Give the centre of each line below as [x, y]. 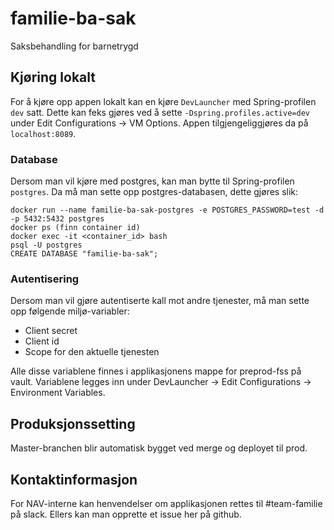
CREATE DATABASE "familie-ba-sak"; [84, 254]
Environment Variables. [58, 393]
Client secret [51, 331]
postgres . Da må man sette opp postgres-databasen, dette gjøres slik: [154, 192]
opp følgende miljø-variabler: [70, 311]
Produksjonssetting [73, 423]
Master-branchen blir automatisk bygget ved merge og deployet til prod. [159, 448]
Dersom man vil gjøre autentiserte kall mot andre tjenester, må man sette [160, 301]
